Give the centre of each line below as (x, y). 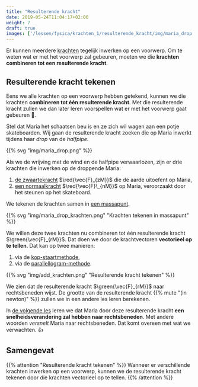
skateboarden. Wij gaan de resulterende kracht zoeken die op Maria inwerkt (99, 132)
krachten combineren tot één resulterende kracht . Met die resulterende (95, 102)
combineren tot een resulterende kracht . (57, 63)
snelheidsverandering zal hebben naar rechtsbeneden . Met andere (90, 316)
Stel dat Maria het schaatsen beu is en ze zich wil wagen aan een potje (93, 126)
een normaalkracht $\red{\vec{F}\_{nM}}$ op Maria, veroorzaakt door (100, 186)
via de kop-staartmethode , (47, 257)
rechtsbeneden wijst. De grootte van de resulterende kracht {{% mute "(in (96, 292)
